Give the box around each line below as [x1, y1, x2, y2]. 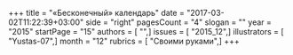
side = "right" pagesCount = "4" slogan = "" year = [85, 17, 273, 27]
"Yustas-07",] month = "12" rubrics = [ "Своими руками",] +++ [8, 35, 241, 46]
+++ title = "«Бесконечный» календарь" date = [8, 8, 186, 18]
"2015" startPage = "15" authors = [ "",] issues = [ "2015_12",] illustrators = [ [8, 27, 285, 36]
